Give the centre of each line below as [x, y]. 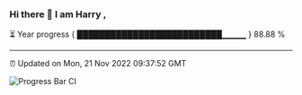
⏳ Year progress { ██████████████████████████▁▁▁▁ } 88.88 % [147, 34]
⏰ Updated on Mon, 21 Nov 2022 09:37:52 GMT [98, 64]
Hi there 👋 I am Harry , [58, 14]
